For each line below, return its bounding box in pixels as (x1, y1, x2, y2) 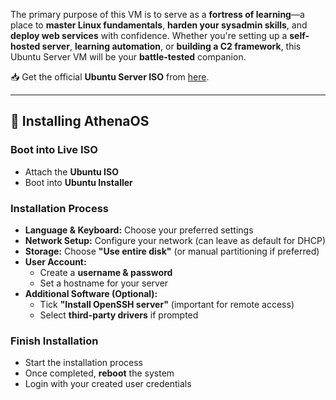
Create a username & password (39, 266, 173, 278)
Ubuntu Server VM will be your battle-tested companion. (10, 51, 247, 63)
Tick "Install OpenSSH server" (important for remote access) (39, 298, 295, 310)
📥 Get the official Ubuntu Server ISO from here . (10, 71, 210, 83)
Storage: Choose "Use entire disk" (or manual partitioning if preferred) (24, 245, 320, 257)
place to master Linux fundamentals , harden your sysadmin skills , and (10, 19, 308, 31)
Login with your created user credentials (24, 378, 192, 390)
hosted (10, 40, 41, 52)
